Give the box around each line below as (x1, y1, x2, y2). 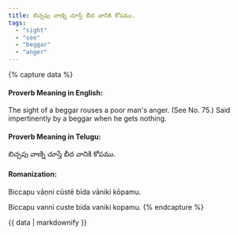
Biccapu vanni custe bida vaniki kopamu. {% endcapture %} (8, 202, 204, 211)
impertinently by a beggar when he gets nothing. (8, 114, 168, 123)
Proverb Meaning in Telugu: (8, 132, 101, 141)
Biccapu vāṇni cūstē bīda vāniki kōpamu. (8, 187, 142, 196)
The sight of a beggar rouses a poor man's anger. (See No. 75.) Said (8, 106, 231, 115)
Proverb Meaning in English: (8, 88, 104, 97)
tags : (8, 19, 26, 27)
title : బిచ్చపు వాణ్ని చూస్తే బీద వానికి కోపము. (8, 11, 136, 20)
